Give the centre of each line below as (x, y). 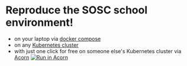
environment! (39, 22)
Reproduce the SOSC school (77, 10)
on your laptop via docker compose (57, 39)
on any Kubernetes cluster (46, 45)
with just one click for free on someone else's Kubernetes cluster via (98, 51)
